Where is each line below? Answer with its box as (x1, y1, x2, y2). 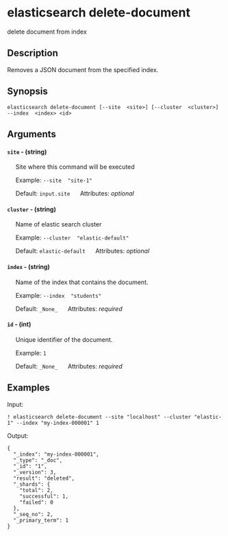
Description (7, 47, 58, 59)
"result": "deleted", (13, 475, 75, 482)
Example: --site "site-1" (15, 176, 92, 185)
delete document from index (7, 27, 87, 36)
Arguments (7, 128, 57, 140)
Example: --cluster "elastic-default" (15, 233, 129, 242)
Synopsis (7, 86, 48, 97)
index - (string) (7, 262, 50, 270)
